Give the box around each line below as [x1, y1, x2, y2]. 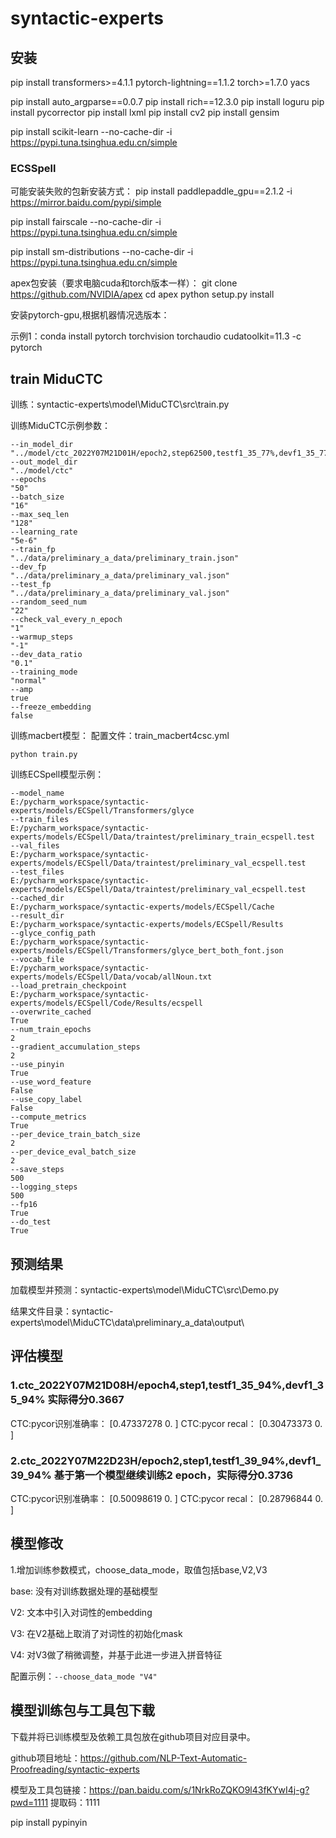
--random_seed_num [10, 597, 87, 607]
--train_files [10, 815, 70, 825]
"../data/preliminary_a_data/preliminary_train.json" [10, 553, 240, 564]
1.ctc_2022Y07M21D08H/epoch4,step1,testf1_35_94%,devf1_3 [10, 1378, 325, 1392]
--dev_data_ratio [10, 650, 83, 660]
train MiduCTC [10, 370, 103, 387]
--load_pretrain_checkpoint [10, 981, 128, 991]
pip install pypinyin [10, 1816, 88, 1828]
